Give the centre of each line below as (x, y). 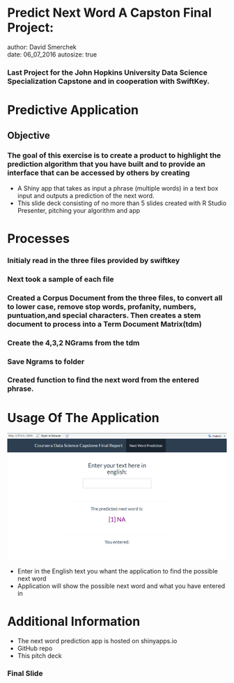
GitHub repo (35, 648)
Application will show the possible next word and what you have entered (121, 586)
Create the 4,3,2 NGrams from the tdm (73, 343)
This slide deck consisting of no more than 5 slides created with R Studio (122, 203)
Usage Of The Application (84, 418)
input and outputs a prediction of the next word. (86, 195)
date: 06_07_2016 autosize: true (52, 54)
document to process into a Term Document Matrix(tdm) (104, 324)
